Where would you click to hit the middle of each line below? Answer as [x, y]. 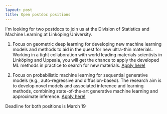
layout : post [19, 10]
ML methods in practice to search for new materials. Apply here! [79, 65]
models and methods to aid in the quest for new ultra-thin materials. [82, 49]
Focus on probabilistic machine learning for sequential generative [80, 75]
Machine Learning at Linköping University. [49, 34]
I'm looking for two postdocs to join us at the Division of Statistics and [77, 29]
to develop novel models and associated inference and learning [78, 85]
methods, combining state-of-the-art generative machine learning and [85, 91]
